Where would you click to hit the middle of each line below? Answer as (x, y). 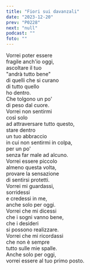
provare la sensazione (33, 174)
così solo (17, 117)
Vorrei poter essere (29, 55)
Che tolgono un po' (29, 99)
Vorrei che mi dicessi (31, 211)
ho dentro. (18, 93)
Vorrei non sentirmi (29, 111)
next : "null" (22, 28)
